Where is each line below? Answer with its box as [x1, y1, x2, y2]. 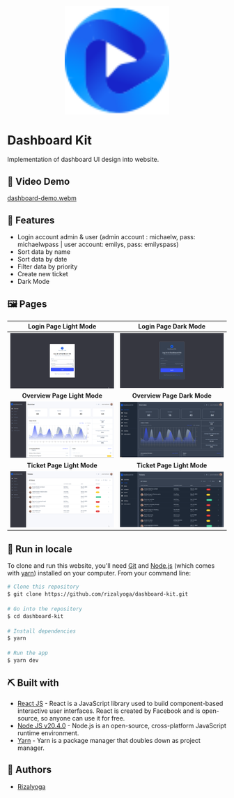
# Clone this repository [7, 583, 79, 591]
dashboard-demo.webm [7, 194, 77, 202]
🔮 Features [7, 214, 55, 226]
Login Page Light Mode [27, 322, 97, 331]
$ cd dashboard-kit [7, 612, 64, 619]
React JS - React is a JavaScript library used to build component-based [17, 699, 224, 707]
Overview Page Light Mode [22, 391, 103, 400]
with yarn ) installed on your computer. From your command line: [7, 569, 192, 578]
